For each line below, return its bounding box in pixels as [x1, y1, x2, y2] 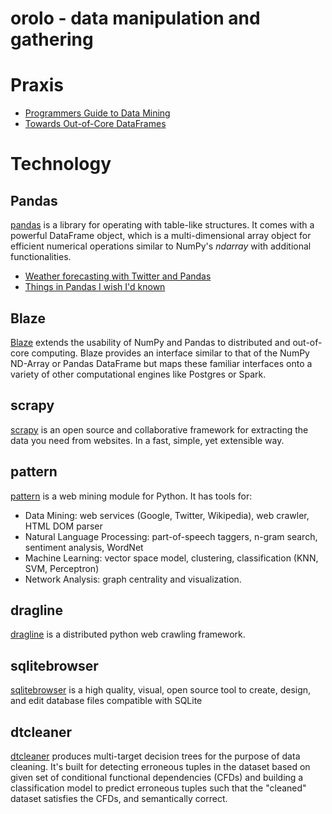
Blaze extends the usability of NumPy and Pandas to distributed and [10, 336, 291, 348]
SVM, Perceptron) [24, 562, 100, 574]
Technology [10, 153, 112, 176]
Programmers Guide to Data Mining [24, 107, 171, 119]
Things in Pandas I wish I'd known [24, 281, 166, 293]
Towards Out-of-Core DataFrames [24, 118, 167, 130]
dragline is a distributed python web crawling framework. [10, 628, 246, 641]
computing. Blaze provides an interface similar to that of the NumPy [31, 347, 310, 359]
